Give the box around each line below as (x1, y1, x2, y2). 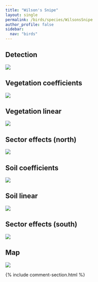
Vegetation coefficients (5, 79, 83, 87)
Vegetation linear (5, 107, 62, 116)
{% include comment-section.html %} (5, 271, 86, 278)
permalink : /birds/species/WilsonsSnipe (5, 17, 93, 22)
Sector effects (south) (5, 220, 77, 229)
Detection (5, 50, 37, 59)
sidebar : (5, 27, 24, 32)
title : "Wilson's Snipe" (5, 7, 58, 13)
